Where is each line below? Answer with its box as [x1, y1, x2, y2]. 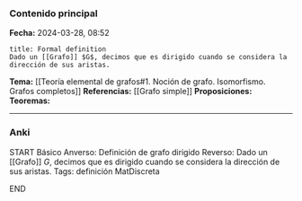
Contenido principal [9, 7, 98, 20]
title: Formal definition [9, 45, 106, 54]
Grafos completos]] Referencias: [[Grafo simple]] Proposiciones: [9, 86, 253, 97]
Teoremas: [9, 95, 51, 106]
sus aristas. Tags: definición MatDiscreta [9, 165, 160, 177]
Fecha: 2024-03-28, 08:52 [9, 28, 110, 39]
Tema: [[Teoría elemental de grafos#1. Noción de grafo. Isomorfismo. [9, 76, 266, 87]
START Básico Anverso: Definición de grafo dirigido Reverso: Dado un [9, 146, 268, 157]
